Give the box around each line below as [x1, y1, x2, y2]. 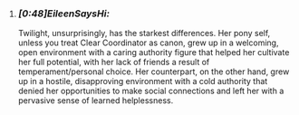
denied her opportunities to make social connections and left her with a [17, 85, 285, 97]
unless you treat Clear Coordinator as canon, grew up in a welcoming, [17, 37, 279, 48]
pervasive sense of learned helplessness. [17, 95, 174, 106]
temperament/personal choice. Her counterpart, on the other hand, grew [17, 66, 290, 77]
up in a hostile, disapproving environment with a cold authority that [17, 76, 268, 87]
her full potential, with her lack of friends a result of [17, 57, 210, 68]
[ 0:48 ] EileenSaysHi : [17, 7, 111, 20]
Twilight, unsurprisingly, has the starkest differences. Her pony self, [17, 28, 271, 39]
